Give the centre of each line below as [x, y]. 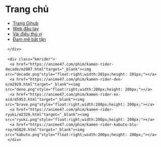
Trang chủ [27, 9]
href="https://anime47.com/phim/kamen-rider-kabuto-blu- [77, 124]
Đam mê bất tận [29, 39]
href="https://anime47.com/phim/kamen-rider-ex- [69, 94]
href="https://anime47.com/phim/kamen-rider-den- [70, 79]
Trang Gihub [25, 23]
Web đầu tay [26, 28]
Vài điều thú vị [28, 34]
